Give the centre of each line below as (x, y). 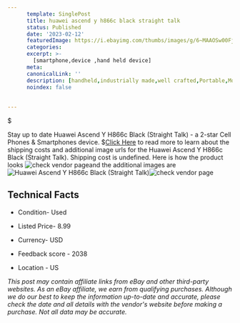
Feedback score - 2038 (52, 254)
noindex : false (49, 87)
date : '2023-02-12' (55, 34)
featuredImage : (49, 41)
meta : (34, 67)
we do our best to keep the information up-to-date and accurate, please (114, 297)
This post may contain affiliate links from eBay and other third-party (108, 281)
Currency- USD (40, 239)
